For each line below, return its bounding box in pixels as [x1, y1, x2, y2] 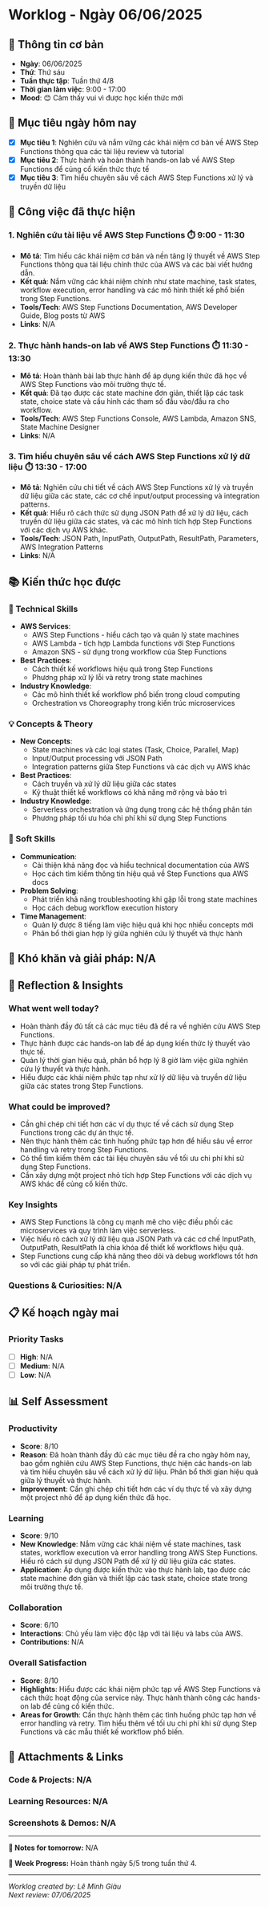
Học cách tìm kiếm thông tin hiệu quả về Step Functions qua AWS [31, 869, 249, 878]
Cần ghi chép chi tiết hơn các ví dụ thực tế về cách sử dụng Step [19, 1119, 234, 1129]
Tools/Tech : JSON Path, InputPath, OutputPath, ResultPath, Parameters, [19, 534, 259, 544]
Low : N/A [19, 1370, 51, 1379]
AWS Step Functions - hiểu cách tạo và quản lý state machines [31, 630, 239, 639]
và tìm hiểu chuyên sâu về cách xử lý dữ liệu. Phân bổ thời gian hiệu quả [19, 1467, 259, 1477]
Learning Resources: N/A [8, 1795, 108, 1807]
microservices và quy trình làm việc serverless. [19, 1226, 176, 1236]
